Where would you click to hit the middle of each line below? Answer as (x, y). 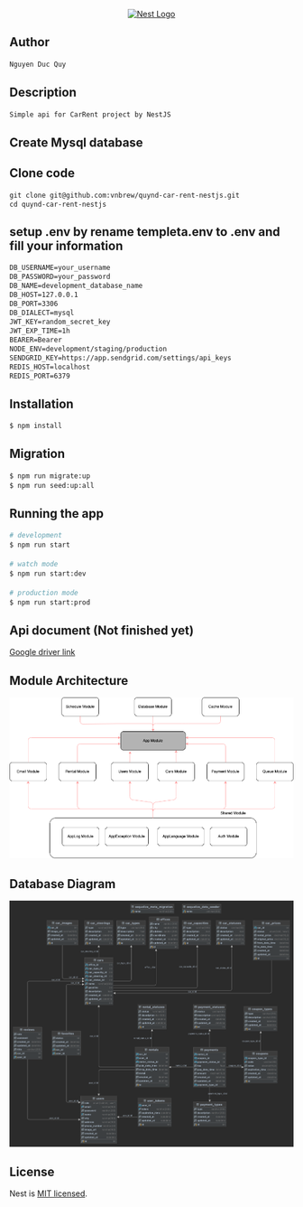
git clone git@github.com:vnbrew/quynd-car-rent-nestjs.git (125, 195)
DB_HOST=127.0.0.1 (44, 295)
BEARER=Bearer (36, 340)
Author (29, 42)
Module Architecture (69, 681)
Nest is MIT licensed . (49, 1193)
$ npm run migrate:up (50, 476)
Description (43, 93)
